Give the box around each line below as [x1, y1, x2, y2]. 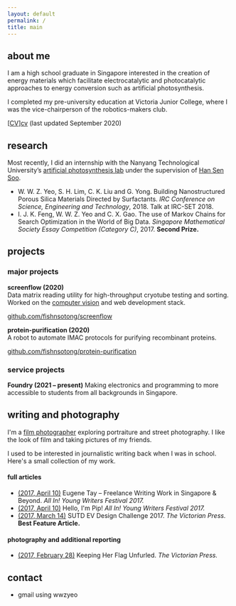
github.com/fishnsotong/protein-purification [7, 347, 137, 355]
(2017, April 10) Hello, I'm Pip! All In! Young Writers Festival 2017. [17, 504, 205, 512]
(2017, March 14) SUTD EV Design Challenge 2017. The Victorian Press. [17, 512, 226, 519]
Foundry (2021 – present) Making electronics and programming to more [7, 381, 219, 389]
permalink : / [7, 17, 46, 24]
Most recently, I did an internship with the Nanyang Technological [7, 158, 200, 167]
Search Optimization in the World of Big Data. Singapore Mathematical [17, 217, 225, 226]
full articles [7, 473, 42, 482]
